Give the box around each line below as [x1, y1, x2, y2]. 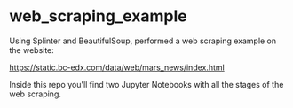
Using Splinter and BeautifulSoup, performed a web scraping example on [9, 35, 277, 46]
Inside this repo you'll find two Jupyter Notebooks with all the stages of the [9, 79, 284, 89]
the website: [9, 44, 55, 55]
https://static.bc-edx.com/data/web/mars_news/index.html [9, 62, 225, 73]
